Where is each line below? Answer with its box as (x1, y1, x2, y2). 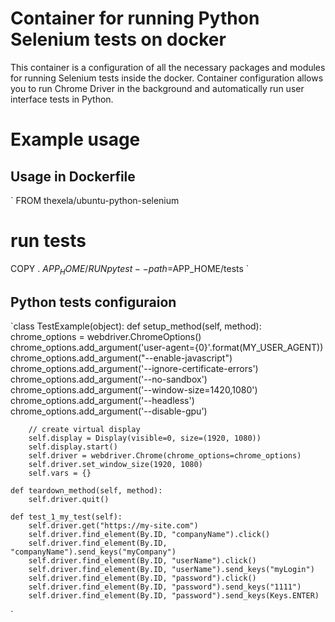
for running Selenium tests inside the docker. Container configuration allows (10, 72, 324, 84)
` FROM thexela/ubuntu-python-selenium (10, 194, 180, 206)
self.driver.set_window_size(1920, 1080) (28, 460, 203, 470)
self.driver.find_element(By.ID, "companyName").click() (28, 530, 271, 540)
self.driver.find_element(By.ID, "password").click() (28, 573, 257, 584)
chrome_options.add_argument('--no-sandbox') (10, 373, 208, 386)
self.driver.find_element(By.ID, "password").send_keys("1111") (28, 582, 302, 592)
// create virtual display (28, 425, 141, 435)
